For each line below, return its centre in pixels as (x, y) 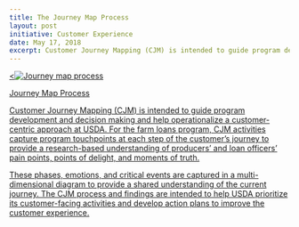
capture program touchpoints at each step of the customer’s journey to (139, 139)
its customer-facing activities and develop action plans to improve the (137, 203)
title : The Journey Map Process (69, 17)
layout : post (33, 26)
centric (22, 129)
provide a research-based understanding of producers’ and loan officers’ (143, 149)
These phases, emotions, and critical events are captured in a (122, 175)
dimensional (32, 184)
